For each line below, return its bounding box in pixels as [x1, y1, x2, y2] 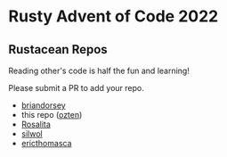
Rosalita [20, 119, 51, 129]
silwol [20, 128, 43, 139]
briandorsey [20, 100, 66, 111]
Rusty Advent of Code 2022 [8, 6, 219, 27]
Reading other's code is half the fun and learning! [8, 65, 191, 76]
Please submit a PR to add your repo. [8, 83, 144, 93]
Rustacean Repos [8, 42, 108, 57]
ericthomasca [20, 138, 72, 148]
